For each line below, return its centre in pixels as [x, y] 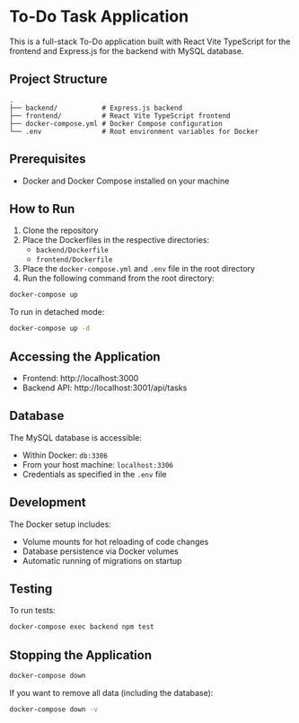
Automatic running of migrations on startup [102, 560]
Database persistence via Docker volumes [101, 551]
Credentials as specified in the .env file [94, 474]
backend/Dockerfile [72, 250]
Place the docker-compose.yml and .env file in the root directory [139, 269]
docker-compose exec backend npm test [82, 627]
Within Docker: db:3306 [65, 455]
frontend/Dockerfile [74, 260]
